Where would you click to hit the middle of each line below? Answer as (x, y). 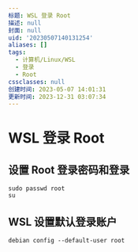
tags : (17, 52)
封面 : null (25, 30)
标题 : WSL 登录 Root (39, 15)
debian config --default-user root (67, 241)
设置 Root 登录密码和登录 (69, 170)
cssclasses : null (37, 82)
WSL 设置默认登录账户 (63, 221)
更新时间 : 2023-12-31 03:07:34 (57, 97)
